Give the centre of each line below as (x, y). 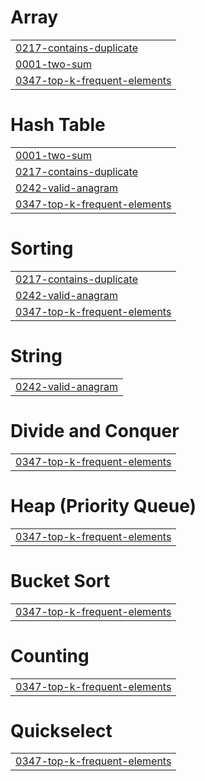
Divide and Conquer (95, 430)
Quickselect (61, 730)
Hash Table (58, 125)
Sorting (42, 248)
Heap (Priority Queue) (103, 505)
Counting (50, 655)
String (36, 356)
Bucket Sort (60, 580)
